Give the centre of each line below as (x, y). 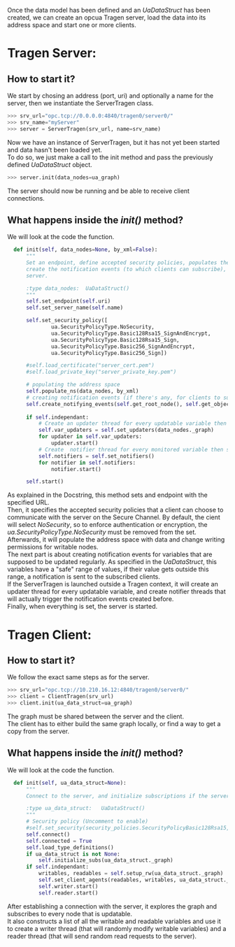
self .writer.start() (68, 886)
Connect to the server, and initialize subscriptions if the (117, 796)
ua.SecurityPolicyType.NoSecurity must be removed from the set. (102, 532)
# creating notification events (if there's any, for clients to (123, 398)
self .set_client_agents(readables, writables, (107, 880)
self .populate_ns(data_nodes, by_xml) (82, 391)
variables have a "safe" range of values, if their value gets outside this (108, 570)
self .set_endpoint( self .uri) (68, 301)
